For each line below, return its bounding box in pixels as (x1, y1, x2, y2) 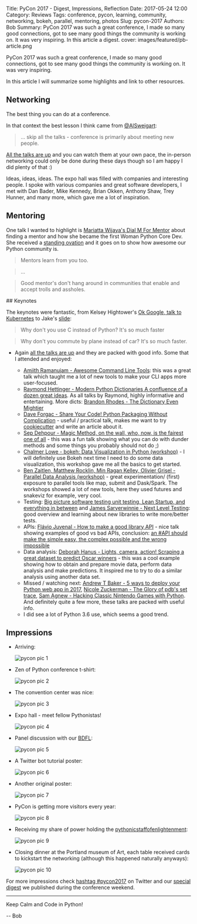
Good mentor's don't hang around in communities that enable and (20, 279, 180, 286)
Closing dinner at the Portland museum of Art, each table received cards (14, 849, 190, 856)
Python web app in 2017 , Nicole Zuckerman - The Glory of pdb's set (23, 585, 188, 592)
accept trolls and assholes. (20, 286, 86, 293)
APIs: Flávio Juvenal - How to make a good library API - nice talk (23, 523, 179, 530)
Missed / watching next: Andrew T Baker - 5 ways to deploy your (23, 579, 181, 587)
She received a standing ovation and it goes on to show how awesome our (6, 239, 186, 246)
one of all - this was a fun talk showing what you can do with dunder (23, 435, 189, 442)
